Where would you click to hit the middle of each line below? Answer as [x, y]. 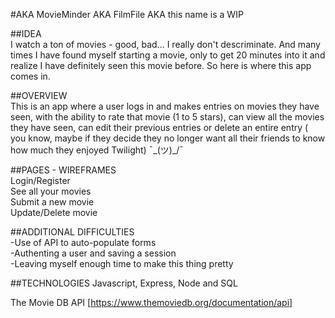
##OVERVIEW [39, 95]
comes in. [30, 76]
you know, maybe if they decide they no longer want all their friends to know [168, 138]
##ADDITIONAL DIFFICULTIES [72, 232]
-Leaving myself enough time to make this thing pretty [122, 263]
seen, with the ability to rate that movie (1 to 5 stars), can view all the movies [167, 117]
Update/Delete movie [54, 212]
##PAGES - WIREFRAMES [63, 170]
